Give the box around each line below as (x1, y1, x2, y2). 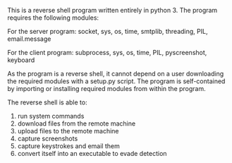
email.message (7, 35, 51, 43)
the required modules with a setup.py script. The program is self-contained (7, 77, 226, 85)
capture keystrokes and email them (17, 142, 120, 150)
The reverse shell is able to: (7, 98, 87, 107)
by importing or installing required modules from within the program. (7, 85, 206, 92)
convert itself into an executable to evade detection (17, 150, 167, 157)
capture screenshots (17, 134, 78, 143)
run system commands (17, 112, 85, 120)
